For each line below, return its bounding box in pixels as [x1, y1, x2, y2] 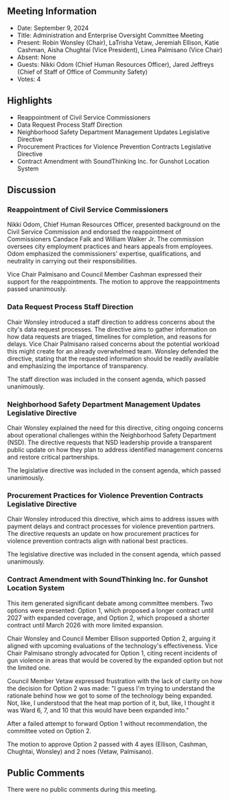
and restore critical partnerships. [7, 453, 100, 461]
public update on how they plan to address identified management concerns [7, 445, 223, 453]
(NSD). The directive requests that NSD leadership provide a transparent [7, 438, 212, 446]
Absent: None [16, 53, 56, 61]
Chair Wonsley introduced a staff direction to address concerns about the [7, 318, 215, 326]
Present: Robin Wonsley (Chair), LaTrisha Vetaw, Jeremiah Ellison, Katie [16, 38, 220, 47]
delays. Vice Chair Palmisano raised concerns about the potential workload [7, 340, 220, 348]
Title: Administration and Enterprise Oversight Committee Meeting [16, 31, 204, 39]
